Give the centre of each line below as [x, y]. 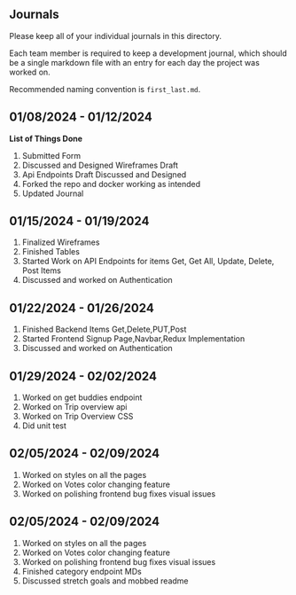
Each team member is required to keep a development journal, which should [148, 53]
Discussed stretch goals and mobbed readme [105, 581]
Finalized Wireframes [61, 242]
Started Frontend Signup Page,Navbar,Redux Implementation [133, 339]
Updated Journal [53, 193]
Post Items [42, 270]
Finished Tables [51, 252]
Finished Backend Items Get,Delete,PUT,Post [104, 329]
